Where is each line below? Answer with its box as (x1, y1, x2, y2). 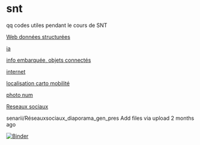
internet (6, 68, 26, 75)
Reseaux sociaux (6, 102, 49, 110)
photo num (6, 91, 33, 98)
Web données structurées (6, 33, 71, 40)
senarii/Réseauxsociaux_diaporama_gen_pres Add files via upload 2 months (6, 114, 195, 122)
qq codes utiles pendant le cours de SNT (6, 22, 108, 29)
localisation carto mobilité (6, 80, 70, 87)
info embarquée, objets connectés (6, 56, 91, 64)
